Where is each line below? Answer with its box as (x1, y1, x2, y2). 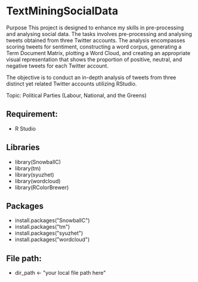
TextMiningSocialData (6, 4, 118, 18)
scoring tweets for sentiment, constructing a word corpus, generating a (6, 43, 182, 50)
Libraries (6, 142, 40, 153)
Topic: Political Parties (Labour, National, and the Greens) (6, 92, 147, 99)
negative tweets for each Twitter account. (6, 62, 109, 69)
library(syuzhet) (14, 171, 55, 178)
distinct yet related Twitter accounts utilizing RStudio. (6, 80, 137, 87)
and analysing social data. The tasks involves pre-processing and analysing (6, 30, 193, 37)
